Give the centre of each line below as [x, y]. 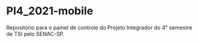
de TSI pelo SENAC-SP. [36, 33]
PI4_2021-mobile [50, 11]
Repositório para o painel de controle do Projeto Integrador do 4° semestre [99, 27]
